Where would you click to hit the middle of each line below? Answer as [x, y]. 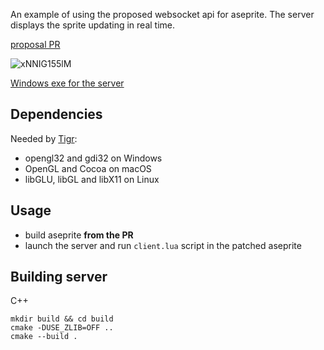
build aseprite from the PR [79, 235]
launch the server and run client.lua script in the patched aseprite [163, 245]
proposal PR [35, 44]
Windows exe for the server [67, 83]
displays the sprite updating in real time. [93, 25]
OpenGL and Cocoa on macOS [88, 168]
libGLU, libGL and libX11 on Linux [92, 179]
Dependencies [56, 114]
